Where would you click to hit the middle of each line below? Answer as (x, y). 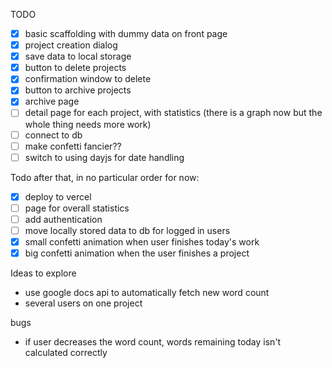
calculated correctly (66, 353)
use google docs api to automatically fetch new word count (147, 293)
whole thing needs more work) (88, 124)
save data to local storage (78, 56)
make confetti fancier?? (73, 146)
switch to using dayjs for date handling (104, 157)
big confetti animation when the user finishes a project (137, 253)
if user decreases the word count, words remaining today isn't (153, 342)
